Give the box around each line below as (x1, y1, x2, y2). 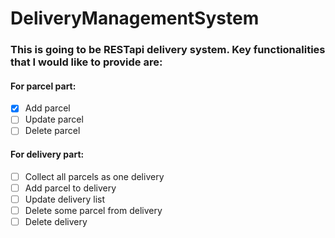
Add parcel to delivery (24, 182, 117, 194)
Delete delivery (24, 215, 88, 227)
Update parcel (24, 113, 84, 126)
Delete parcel (24, 125, 81, 137)
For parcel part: (10, 80, 77, 92)
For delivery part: (10, 148, 85, 161)
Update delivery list (24, 193, 106, 205)
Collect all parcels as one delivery (24, 170, 165, 182)
